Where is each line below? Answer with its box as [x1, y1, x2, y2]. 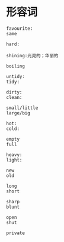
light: [6, 157, 23, 163]
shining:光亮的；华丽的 [6, 52, 59, 58]
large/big [6, 110, 31, 116]
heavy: [6, 151, 23, 158]
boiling [6, 63, 25, 69]
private [6, 230, 25, 236]
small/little [6, 105, 39, 111]
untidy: [6, 73, 25, 79]
